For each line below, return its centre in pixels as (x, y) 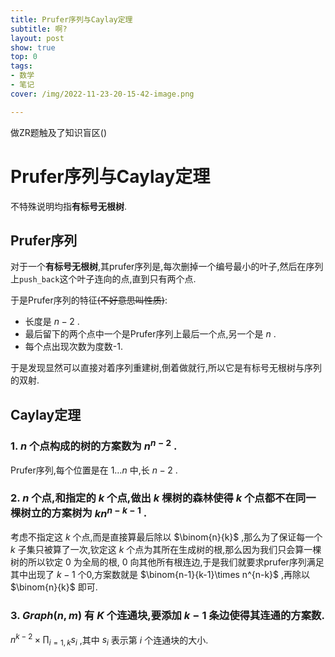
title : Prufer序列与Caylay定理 (71, 19)
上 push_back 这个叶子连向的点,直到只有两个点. (103, 279)
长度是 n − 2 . (52, 322)
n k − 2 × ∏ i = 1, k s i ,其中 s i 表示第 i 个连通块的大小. (109, 640)
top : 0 (24, 57)
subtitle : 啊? (39, 29)
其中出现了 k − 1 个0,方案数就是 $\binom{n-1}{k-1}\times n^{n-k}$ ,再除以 (160, 575)
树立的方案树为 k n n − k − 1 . (84, 512)
